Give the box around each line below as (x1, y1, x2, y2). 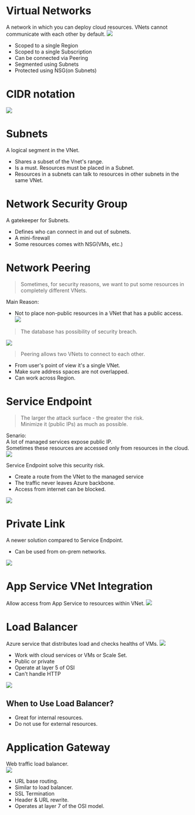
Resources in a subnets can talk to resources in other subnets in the (14, 170, 179, 177)
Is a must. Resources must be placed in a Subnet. (14, 164, 135, 171)
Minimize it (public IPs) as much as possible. (20, 420, 128, 427)
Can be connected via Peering (14, 54, 88, 61)
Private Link (6, 517, 66, 530)
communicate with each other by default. (6, 31, 106, 38)
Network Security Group (6, 197, 128, 210)
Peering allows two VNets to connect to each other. (20, 350, 145, 357)
